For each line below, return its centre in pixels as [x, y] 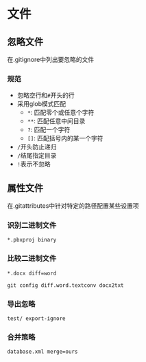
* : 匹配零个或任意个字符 [61, 113]
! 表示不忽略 [34, 164]
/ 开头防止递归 [37, 147]
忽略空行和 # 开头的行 [46, 95]
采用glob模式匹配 [41, 104]
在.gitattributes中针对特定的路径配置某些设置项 [73, 206]
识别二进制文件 [32, 226]
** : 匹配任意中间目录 [56, 121]
